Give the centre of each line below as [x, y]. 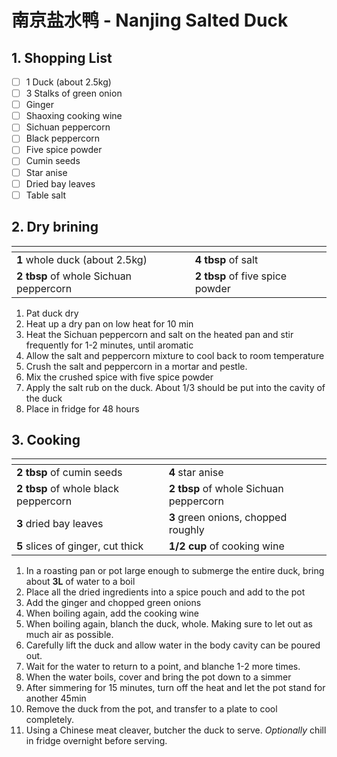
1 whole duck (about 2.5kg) [82, 259]
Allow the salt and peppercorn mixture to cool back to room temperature [175, 355]
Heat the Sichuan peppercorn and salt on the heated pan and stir [159, 334]
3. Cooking [46, 439]
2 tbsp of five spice [241, 276]
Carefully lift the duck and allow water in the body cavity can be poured [173, 645]
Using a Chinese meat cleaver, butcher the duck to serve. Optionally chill [176, 730]
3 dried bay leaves [60, 524]
